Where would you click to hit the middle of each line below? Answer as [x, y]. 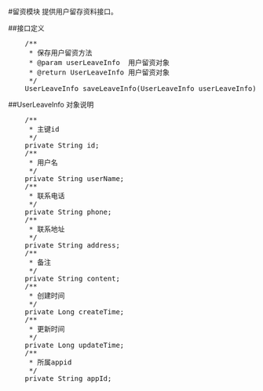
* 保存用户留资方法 [60, 53]
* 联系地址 [47, 229]
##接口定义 [26, 28]
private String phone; [68, 212]
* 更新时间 [47, 329]
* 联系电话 [47, 195]
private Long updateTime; [75, 345]
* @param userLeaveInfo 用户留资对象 [99, 62]
